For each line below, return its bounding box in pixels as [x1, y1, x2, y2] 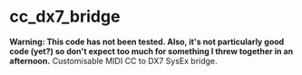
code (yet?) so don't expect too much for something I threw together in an [9, 45, 294, 56]
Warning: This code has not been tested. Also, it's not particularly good [9, 36, 285, 47]
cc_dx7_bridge [9, 6, 121, 27]
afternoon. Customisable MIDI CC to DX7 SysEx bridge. [9, 55, 218, 66]
